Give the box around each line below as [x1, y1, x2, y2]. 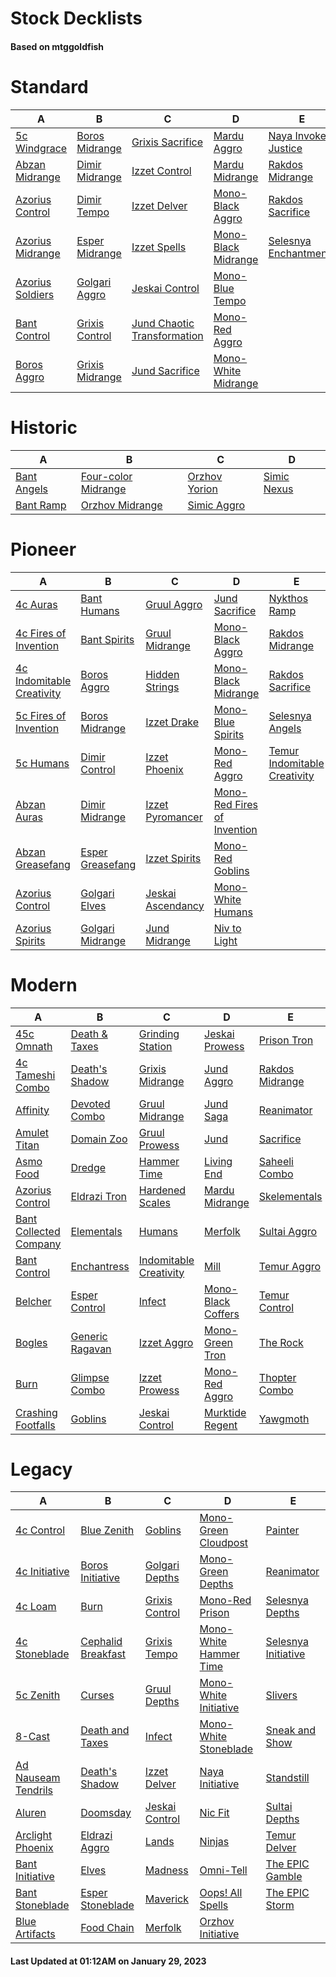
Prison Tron [258, 1033, 314, 1047]
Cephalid [80, 1635, 123, 1649]
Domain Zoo [70, 1132, 128, 1146]
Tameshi [15, 1068, 56, 1082]
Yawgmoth [258, 1412, 310, 1426]
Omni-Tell [199, 1863, 248, 1877]
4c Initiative [15, 1565, 70, 1579]
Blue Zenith [80, 1523, 135, 1537]
